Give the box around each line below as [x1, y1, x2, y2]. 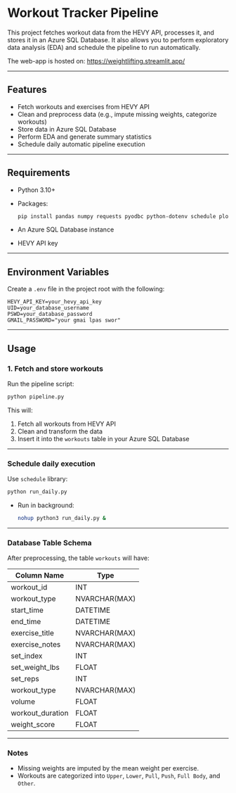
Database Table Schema [7, 538, 92, 547]
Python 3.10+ [17, 185, 56, 194]
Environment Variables [7, 266, 110, 278]
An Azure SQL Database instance [17, 225, 114, 234]
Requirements [7, 167, 70, 179]
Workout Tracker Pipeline [7, 5, 159, 21]
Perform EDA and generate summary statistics [17, 132, 152, 141]
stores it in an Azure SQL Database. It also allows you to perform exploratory [7, 35, 229, 44]
